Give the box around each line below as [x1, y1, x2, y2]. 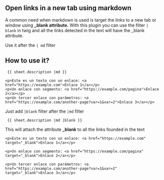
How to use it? [5, 57, 50, 65]
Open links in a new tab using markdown [5, 4, 132, 12]
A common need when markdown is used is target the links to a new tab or [5, 17, 157, 23]
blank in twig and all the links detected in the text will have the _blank [5, 27, 145, 33]
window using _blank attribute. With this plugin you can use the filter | [5, 22, 149, 28]
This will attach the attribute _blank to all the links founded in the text [5, 126, 145, 132]
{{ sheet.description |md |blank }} [7, 118, 82, 122]
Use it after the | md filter [5, 42, 55, 48]
